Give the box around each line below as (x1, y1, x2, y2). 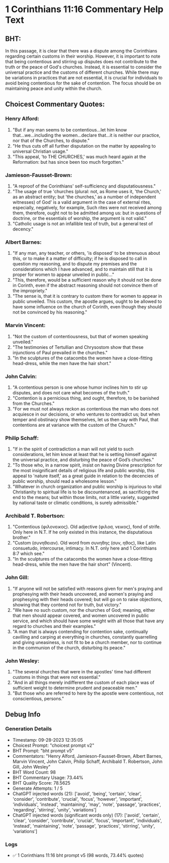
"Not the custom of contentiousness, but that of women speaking (12, 333, 148, 339)
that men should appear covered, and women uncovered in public (12, 612, 149, 618)
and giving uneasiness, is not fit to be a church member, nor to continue (12, 639, 162, 645)
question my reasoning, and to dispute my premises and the (12, 261, 137, 267)
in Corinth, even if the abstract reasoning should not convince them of (12, 282, 158, 289)
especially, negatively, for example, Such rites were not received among (12, 204, 162, 210)
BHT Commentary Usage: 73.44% (12, 775, 84, 781)
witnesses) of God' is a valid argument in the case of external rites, (12, 199, 152, 205)
